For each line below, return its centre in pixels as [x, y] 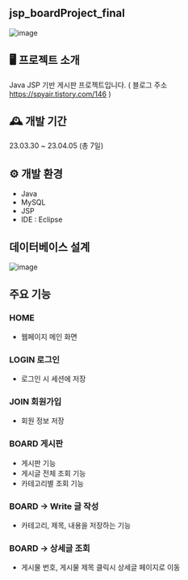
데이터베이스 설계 [50, 247]
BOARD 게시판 [36, 444]
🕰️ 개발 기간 [38, 122]
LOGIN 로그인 [34, 359]
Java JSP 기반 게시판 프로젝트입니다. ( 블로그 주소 [88, 85]
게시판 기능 [38, 463]
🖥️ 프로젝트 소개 [44, 60]
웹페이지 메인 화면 [49, 337]
